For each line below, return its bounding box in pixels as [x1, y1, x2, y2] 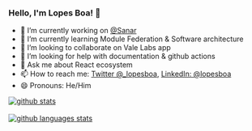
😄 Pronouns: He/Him [19, 81, 92, 91]
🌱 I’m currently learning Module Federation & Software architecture [19, 34, 245, 44]
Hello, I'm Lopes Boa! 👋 [8, 7, 101, 19]
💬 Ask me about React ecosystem [19, 60, 134, 70]
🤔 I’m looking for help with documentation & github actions [19, 52, 216, 61]
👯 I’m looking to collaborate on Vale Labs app [19, 43, 172, 53]
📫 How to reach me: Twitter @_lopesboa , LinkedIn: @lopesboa [19, 69, 232, 79]
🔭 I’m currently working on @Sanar [19, 26, 137, 36]
